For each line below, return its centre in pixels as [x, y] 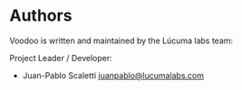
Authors [41, 16]
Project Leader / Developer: [61, 58]
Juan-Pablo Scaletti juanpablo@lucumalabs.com [113, 75]
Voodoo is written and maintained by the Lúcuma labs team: [121, 40]
